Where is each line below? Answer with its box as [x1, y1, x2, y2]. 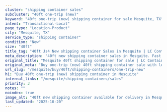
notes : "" [5, 85, 26, 91]
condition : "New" [5, 40, 41, 45]
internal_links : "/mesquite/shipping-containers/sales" [5, 76, 123, 81]
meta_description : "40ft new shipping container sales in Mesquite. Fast [5, 53, 162, 58]
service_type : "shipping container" [5, 35, 81, 40]
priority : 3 [5, 81, 30, 86]
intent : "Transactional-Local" [5, 21, 70, 26]
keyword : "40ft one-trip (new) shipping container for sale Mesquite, [5, 16, 155, 21]
